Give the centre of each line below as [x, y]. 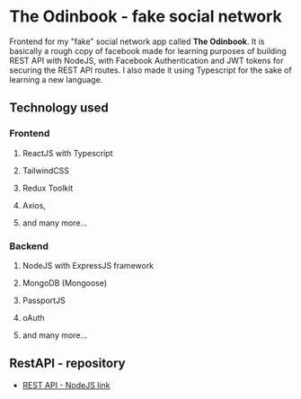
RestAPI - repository [67, 364]
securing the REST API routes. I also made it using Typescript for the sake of [150, 70]
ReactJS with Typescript [67, 153]
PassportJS [44, 300]
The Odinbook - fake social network [146, 17]
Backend [29, 246]
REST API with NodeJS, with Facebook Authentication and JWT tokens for [147, 60]
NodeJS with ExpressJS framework [88, 265]
